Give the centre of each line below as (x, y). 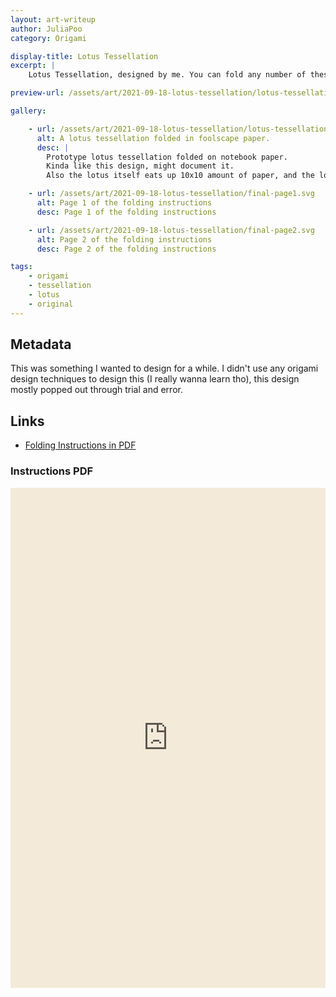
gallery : (28, 111)
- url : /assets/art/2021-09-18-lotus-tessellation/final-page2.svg (171, 230)
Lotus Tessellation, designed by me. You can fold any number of (167, 75)
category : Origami (48, 38)
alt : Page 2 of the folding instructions (124, 239)
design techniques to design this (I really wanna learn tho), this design (155, 379)
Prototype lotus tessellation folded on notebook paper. (167, 157)
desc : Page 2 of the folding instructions (126, 249)
